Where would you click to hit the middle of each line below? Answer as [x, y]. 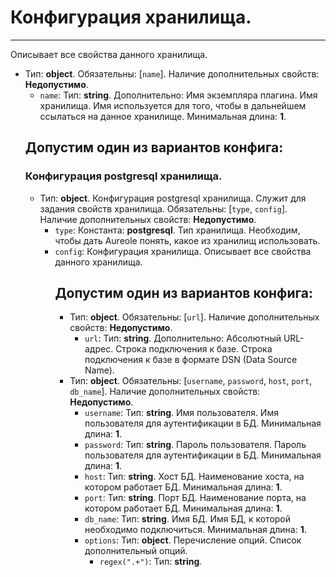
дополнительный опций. [136, 551]
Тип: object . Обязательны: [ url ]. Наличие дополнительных [194, 317]
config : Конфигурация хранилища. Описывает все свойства [183, 251]
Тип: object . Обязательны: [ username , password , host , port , [191, 381]
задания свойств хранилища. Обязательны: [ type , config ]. [163, 208]
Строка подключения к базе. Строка [194, 349]
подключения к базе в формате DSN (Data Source [191, 360]
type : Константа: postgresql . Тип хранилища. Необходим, [177, 230]
